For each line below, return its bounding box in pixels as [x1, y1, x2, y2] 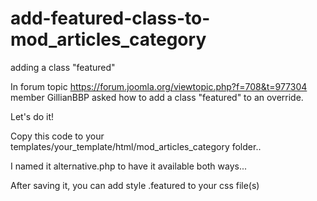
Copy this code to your [10, 130, 105, 142]
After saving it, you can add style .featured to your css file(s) [10, 179, 260, 191]
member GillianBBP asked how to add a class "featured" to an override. [10, 91, 304, 103]
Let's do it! [10, 110, 55, 122]
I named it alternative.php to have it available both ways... [10, 160, 248, 172]
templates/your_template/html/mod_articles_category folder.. [10, 140, 262, 152]
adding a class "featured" [10, 61, 116, 73]
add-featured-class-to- [10, 7, 211, 30]
